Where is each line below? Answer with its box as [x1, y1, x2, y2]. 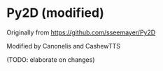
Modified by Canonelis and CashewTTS [6, 41, 120, 50]
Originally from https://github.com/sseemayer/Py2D [6, 28, 156, 37]
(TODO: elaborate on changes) [6, 55, 95, 64]
